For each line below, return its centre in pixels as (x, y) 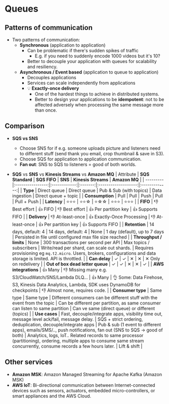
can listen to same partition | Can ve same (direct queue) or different (83, 308)
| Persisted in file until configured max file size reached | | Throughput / (87, 237)
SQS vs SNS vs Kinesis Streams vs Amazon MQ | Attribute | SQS (81, 174)
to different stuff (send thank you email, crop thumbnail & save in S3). (92, 153)
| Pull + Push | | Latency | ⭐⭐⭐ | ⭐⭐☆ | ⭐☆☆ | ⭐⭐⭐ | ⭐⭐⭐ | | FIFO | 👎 (85, 201)
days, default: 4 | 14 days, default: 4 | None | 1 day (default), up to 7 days (88, 231)
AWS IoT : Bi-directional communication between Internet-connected (83, 385)
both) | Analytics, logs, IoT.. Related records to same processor (78, 335)
